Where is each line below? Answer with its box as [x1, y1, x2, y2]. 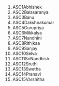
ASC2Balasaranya [12, 9, 49, 15]
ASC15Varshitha [12, 76, 45, 82]
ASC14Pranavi [12, 71, 41, 77]
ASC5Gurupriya [12, 25, 44, 31]
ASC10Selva [12, 51, 37, 56]
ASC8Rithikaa [12, 40, 40, 46]
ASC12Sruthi [12, 61, 38, 67]
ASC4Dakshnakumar [12, 19, 55, 25]
